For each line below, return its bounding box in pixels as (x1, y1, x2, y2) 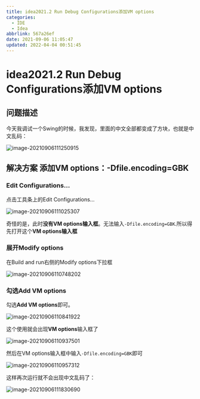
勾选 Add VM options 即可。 (6, 301, 73, 308)
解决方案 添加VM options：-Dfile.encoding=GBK (6, 163, 189, 173)
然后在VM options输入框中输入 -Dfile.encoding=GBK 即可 (6, 350, 143, 357)
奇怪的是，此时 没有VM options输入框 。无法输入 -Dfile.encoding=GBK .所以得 (6, 220, 193, 227)
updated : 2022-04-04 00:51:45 (6, 42, 82, 48)
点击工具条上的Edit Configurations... (6, 195, 95, 203)
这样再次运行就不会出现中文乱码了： (6, 374, 96, 381)
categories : (6, 14, 36, 20)
